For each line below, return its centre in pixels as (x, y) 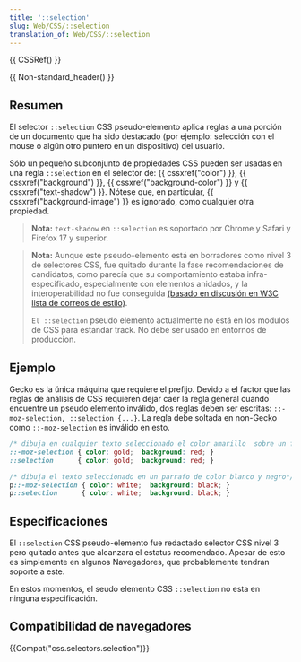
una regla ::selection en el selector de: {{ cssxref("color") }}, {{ (128, 173)
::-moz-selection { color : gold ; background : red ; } (112, 452)
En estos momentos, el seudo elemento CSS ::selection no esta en (135, 589)
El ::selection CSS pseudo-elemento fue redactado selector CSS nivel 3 (144, 543)
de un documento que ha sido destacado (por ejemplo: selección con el (142, 136)
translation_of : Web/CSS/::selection (80, 34)
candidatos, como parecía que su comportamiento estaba (138, 274)
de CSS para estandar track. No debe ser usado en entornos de (149, 330)
